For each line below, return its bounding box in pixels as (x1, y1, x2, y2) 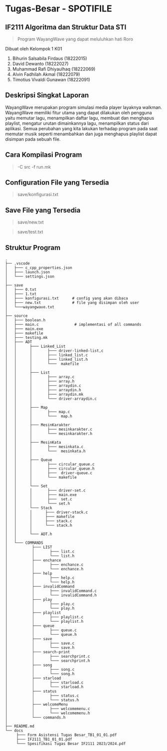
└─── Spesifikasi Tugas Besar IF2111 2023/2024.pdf (16, 742, 126, 747)
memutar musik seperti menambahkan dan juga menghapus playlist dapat (5, 131, 157, 137)
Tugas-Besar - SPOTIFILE (5, 3, 112, 14)
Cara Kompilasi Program (5, 151, 82, 159)
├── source (5, 313, 28, 318)
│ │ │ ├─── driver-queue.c (5, 471, 93, 476)
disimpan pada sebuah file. (5, 136, 61, 142)
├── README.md (5, 724, 35, 729)
